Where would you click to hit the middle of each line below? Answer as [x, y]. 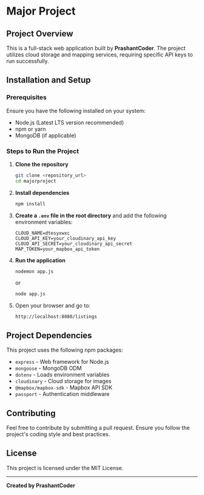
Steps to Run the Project [42, 151]
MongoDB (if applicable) [46, 135]
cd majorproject [36, 181]
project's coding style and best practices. [58, 434]
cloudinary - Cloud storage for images [63, 381]
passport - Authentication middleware [62, 394]
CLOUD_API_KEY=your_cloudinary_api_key [66, 238]
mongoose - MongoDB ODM [48, 368]
